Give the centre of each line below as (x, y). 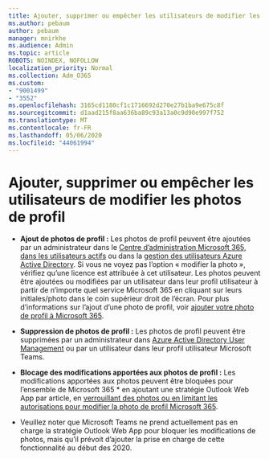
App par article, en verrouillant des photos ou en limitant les (119, 398)
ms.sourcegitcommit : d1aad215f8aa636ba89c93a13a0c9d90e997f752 (116, 113)
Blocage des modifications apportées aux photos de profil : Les (128, 373)
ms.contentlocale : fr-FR (50, 128)
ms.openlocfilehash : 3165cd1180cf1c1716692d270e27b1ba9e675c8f (116, 105)
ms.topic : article (39, 53)
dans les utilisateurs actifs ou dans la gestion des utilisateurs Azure (131, 256)
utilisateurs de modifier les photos (125, 200)
